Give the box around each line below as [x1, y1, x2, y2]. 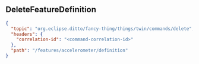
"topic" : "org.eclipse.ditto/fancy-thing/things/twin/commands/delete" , [11, 26, 195, 32]
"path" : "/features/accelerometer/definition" [11, 48, 128, 53]
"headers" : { [11, 31, 43, 37]
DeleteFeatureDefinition [5, 5, 96, 15]
